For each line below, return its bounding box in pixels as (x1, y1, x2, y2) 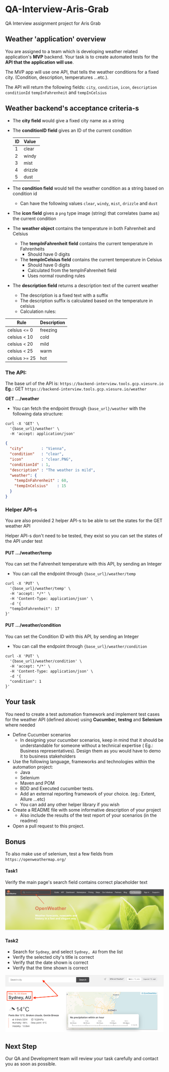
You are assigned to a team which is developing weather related (5, 48, 138, 54)
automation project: (12, 764, 53, 770)
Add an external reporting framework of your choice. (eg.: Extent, (20, 790, 156, 797)
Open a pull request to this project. (12, 823, 84, 829)
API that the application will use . (5, 59, 74, 65)
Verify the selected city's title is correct (12, 954, 94, 960)
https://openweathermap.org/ (5, 857, 66, 862)
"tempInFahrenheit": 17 (10, 607, 59, 612)
